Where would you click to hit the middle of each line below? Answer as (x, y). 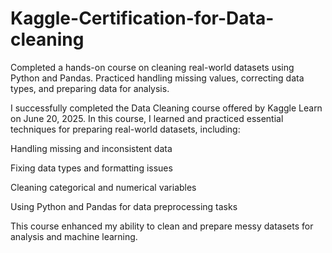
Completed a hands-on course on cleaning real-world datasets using (152, 67)
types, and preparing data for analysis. (90, 88)
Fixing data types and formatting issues (91, 168)
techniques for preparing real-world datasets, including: (125, 129)
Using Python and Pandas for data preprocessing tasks (124, 206)
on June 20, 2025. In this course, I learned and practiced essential (147, 118)
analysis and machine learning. (74, 236)
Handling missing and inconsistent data (91, 148)
